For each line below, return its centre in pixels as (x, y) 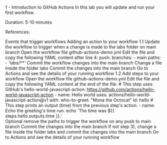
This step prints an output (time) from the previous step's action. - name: (80, 105)
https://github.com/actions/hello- (121, 89)
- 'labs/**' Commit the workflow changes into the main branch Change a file (83, 63)
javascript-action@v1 (27, 100)
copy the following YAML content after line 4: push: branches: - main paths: (83, 57)
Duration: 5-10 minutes (29, 22)
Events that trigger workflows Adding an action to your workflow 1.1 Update (82, 41)
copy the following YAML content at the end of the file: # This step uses (79, 84)
